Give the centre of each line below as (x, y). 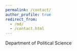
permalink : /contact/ (28, 10)
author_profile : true (28, 15)
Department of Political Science (39, 43)
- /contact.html (27, 29)
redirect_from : (21, 19)
